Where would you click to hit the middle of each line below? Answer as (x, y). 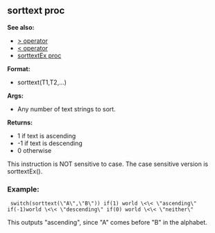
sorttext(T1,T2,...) (42, 82)
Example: (23, 189)
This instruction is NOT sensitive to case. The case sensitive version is (108, 164)
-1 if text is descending (50, 143)
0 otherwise (34, 150)
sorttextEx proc (39, 55)
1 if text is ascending (46, 136)
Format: (19, 68)
